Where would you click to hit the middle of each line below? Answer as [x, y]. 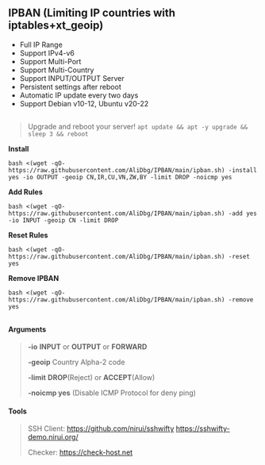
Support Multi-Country [57, 70]
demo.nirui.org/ [53, 437]
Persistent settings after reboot [70, 86]
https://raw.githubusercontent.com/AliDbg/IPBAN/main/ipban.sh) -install [133, 171]
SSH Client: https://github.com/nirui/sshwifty [101, 428]
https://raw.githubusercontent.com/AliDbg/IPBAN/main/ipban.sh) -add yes [133, 213]
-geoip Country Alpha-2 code [76, 362]
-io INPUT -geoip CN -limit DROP [63, 221]
